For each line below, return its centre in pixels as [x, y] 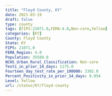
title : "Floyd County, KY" [34, 10]
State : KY [16, 43]
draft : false [19, 19]
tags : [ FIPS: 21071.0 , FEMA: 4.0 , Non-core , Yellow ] [57, 29]
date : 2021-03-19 [24, 15]
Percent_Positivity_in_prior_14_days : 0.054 [53, 76]
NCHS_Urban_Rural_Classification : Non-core [52, 62]
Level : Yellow [20, 81]
